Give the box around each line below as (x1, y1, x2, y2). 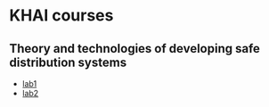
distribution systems (9, 54, 127, 70)
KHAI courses (9, 5, 114, 26)
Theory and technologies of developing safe (9, 41, 261, 56)
